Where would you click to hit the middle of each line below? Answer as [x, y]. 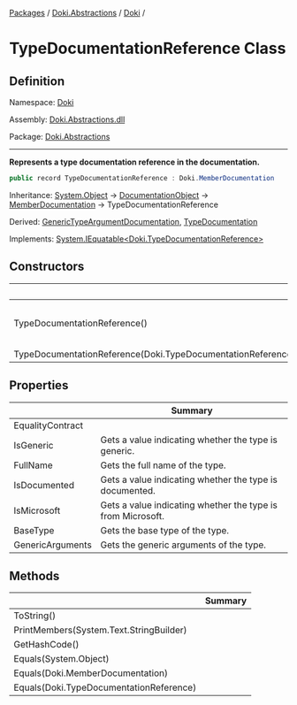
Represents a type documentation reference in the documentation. [135, 162]
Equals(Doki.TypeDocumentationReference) [105, 687]
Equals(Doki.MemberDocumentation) [91, 673]
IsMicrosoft [37, 510]
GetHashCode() [46, 645]
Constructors [47, 267]
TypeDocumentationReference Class [148, 49]
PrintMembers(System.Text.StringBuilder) [100, 630]
